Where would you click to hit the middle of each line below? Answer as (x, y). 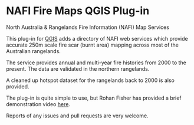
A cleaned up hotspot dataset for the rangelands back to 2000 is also (91, 80)
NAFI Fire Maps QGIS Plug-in (78, 11)
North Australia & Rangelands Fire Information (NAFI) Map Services (88, 27)
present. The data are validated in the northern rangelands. (78, 68)
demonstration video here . (38, 104)
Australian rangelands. (33, 51)
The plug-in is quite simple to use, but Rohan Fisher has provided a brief (94, 98)
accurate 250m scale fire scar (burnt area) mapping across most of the (92, 45)
